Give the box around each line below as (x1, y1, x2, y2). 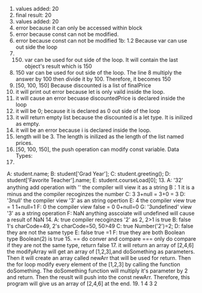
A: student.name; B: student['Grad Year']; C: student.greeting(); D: (7, 170, 171, 177)
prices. (15, 140, 33, 146)
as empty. (15, 120, 41, 127)
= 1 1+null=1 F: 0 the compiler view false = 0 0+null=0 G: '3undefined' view (7, 203, 192, 210)
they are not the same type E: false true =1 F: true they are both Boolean (7, 229, 185, 236)
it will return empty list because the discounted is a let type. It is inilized (15, 114, 193, 121)
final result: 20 (15, 11, 52, 19)
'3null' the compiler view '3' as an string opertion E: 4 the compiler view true (7, 197, 196, 204)
